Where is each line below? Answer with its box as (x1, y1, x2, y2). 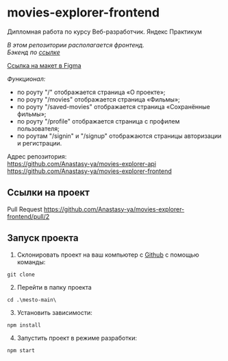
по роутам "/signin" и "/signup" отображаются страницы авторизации (16, 132, 222, 140)
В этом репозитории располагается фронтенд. (7, 40, 145, 49)
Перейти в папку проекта (16, 283, 92, 291)
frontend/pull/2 (7, 212, 50, 220)
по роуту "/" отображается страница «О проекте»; (16, 88, 166, 96)
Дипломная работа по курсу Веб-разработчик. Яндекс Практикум (7, 27, 202, 36)
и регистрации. (16, 139, 62, 147)
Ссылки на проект (7, 187, 90, 198)
